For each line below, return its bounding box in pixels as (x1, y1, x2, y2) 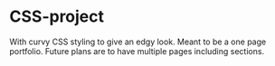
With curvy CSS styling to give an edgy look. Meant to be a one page (9, 36, 267, 47)
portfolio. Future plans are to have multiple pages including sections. (9, 45, 265, 56)
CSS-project (9, 6, 105, 27)
